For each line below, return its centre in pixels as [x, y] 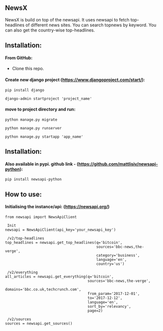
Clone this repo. [28, 69]
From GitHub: [19, 57]
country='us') [110, 264]
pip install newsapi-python [33, 180]
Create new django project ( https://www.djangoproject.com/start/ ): [75, 80]
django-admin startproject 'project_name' [49, 99]
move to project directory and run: [40, 110]
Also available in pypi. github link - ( [42, 164]
